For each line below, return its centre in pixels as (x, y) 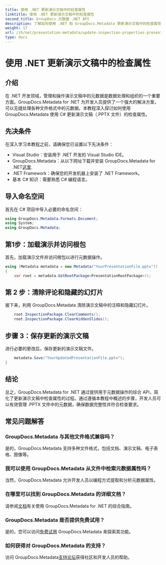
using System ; (20, 223)
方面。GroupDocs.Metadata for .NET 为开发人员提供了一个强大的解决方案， (82, 102)
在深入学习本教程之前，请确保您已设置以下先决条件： (59, 144)
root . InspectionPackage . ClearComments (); (57, 315)
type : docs (16, 38)
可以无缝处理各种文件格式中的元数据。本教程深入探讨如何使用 (68, 108)
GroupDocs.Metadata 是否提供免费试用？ (55, 520)
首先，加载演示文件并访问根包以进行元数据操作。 (55, 257)
